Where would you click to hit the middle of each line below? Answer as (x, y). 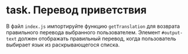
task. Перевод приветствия (76, 10)
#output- (172, 33)
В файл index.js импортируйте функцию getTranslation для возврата (93, 26)
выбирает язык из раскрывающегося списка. (63, 45)
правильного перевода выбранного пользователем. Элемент (83, 32)
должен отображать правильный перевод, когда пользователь (97, 38)
